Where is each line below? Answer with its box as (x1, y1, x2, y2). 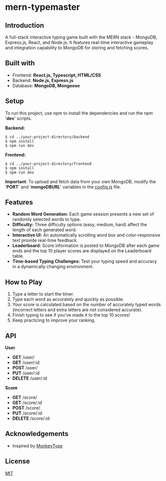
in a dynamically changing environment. (12, 264, 94, 270)
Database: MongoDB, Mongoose (12, 82, 80, 88)
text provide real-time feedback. (12, 238, 78, 243)
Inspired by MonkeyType (12, 442, 63, 448)
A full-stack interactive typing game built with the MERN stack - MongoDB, (5, 34, 158, 40)
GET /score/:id (12, 400, 42, 406)
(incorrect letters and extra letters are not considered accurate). (12, 307, 142, 313)
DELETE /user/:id (12, 375, 47, 381)
